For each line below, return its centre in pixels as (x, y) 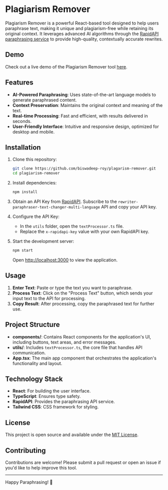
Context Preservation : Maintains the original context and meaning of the (87, 105)
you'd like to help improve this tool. (41, 467)
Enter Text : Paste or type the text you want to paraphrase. (72, 287)
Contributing (25, 450)
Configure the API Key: (36, 216)
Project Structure (32, 325)
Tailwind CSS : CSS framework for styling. (55, 407)
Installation (23, 147)
